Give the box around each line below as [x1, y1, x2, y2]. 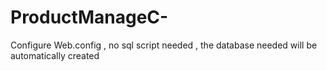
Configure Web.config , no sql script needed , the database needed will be [10, 39, 318, 51]
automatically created [10, 49, 100, 61]
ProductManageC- [10, 6, 169, 29]
